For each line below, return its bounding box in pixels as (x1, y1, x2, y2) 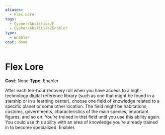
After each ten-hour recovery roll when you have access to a (5, 87, 130, 93)
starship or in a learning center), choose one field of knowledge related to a (5, 98, 160, 104)
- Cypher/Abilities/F (9, 21, 55, 26)
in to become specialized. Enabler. (5, 124, 76, 130)
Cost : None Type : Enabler (5, 78, 59, 84)
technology (5, 93, 28, 99)
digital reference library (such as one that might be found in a (29, 93, 155, 99)
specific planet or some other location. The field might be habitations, (5, 103, 148, 109)
